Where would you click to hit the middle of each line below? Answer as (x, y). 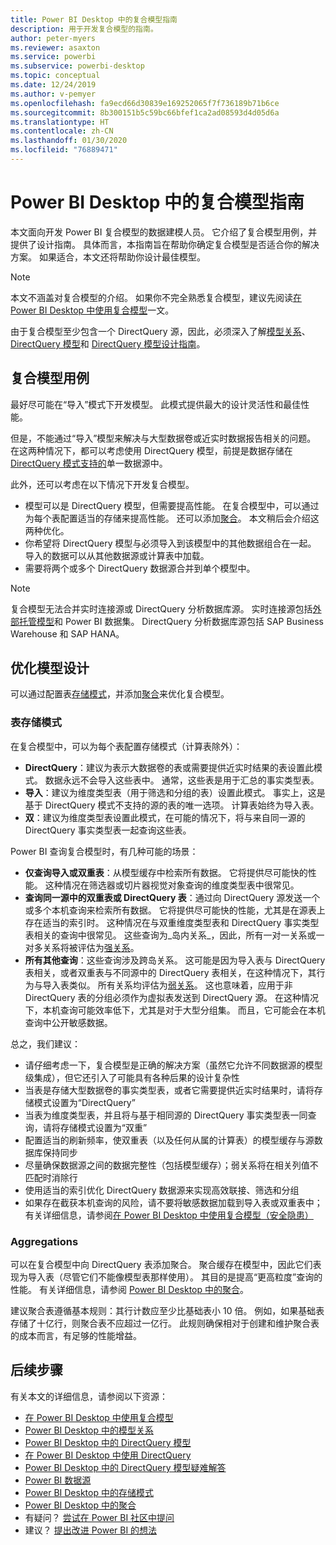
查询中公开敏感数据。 (68, 1022)
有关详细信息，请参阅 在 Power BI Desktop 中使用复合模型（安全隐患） (169, 1215)
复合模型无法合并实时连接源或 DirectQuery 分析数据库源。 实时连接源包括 (161, 608)
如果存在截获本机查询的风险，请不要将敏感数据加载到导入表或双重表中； (173, 1202)
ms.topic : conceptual (55, 76)
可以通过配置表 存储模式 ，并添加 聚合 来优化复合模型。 (120, 694)
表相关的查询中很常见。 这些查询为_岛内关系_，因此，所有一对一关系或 (170, 935)
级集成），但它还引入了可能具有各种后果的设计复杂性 (132, 1077)
